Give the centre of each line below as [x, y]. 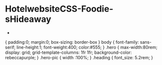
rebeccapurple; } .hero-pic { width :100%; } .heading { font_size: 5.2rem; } [79, 57]
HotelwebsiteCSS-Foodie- [59, 9]
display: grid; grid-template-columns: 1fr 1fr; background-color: [69, 52]
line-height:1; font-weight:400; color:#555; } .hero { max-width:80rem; [87, 47]
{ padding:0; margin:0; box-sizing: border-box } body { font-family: [72, 42]
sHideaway [28, 19]
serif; [10, 47]
